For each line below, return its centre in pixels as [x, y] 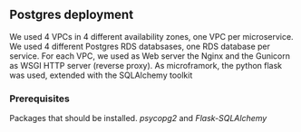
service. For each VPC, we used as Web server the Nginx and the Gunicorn [150, 56]
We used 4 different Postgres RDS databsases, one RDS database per [140, 46]
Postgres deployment [72, 15]
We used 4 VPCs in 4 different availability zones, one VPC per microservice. [151, 36]
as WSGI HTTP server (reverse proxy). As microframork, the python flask [146, 65]
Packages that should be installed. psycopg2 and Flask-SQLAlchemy [138, 118]
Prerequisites [39, 99]
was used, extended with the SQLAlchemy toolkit [101, 75]
